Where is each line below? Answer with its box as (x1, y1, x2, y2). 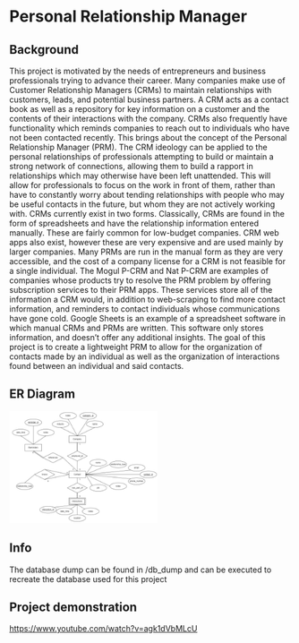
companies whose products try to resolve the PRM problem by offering (9, 275, 271, 286)
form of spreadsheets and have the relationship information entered (9, 218, 260, 228)
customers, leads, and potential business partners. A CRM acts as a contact (9, 94, 289, 105)
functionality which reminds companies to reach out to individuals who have (9, 123, 290, 133)
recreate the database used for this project (9, 573, 167, 584)
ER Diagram (9, 387, 76, 402)
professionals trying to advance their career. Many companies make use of (9, 75, 286, 86)
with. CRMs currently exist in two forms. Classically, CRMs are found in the (9, 209, 285, 219)
